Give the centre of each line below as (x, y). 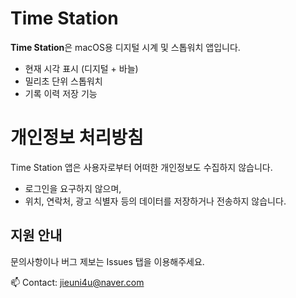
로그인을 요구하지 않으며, (73, 188)
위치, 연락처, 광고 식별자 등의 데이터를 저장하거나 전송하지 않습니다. (155, 201)
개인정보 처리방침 (77, 138)
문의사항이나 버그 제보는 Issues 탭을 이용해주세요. (107, 261)
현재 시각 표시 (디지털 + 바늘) (81, 68)
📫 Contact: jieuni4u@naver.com (77, 282)
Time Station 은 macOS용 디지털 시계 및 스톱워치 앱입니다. (125, 47)
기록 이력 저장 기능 (61, 93)
